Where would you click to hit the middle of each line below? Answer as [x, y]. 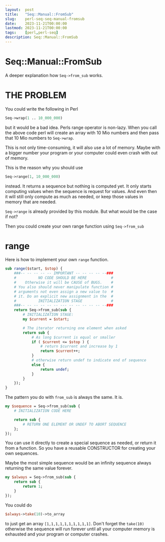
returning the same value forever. [39, 468]
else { [38, 365]
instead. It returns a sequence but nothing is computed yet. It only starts [78, 186]
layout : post [20, 10]
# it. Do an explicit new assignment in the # [64, 296]
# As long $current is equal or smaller [73, 337]
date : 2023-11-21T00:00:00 [36, 23]
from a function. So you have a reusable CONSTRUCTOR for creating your [80, 448]
